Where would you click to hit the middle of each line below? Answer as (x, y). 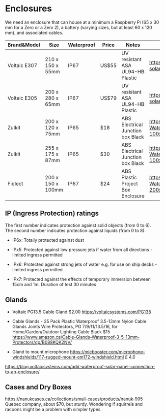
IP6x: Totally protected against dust (48, 240)
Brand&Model (24, 45)
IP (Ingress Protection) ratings (52, 213)
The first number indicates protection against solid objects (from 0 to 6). (78, 225)
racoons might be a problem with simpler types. (54, 410)
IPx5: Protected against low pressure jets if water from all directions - (82, 250)
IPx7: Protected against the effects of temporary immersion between (81, 279)
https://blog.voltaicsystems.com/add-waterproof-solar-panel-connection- (80, 366)
